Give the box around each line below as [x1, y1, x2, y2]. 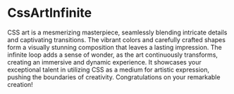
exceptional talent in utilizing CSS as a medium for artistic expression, [7, 65, 210, 74]
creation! [7, 80, 33, 88]
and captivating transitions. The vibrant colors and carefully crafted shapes [7, 35, 226, 43]
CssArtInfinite [7, 5, 92, 21]
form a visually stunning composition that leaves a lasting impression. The [7, 43, 222, 51]
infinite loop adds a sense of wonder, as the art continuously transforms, [7, 51, 218, 59]
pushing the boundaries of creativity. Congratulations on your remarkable [7, 72, 221, 81]
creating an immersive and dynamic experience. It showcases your [7, 58, 202, 66]
